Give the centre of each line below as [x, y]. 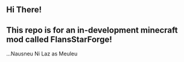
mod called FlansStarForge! [59, 39]
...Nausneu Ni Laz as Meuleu [42, 54]
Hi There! [24, 10]
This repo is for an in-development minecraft [92, 30]
